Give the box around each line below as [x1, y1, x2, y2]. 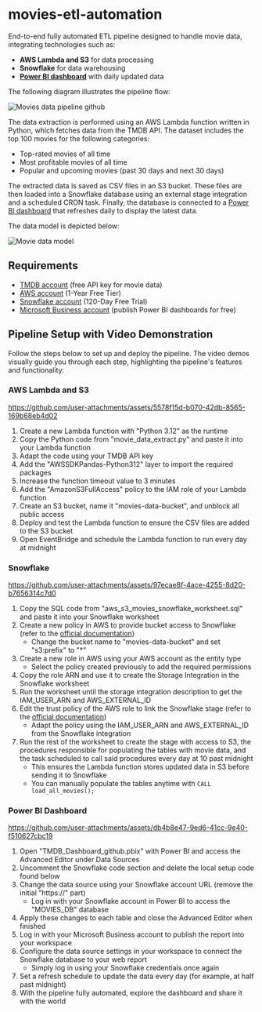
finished [19, 922, 46, 931]
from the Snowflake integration [31, 729, 131, 738]
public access [19, 509, 65, 519]
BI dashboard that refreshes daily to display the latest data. [8, 206, 198, 215]
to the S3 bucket [19, 526, 74, 535]
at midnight [19, 543, 56, 552]
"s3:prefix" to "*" [31, 646, 87, 655]
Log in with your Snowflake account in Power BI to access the [31, 897, 231, 906]
